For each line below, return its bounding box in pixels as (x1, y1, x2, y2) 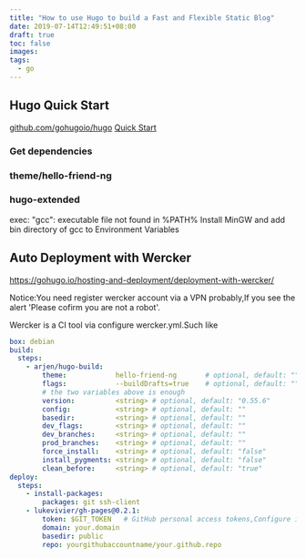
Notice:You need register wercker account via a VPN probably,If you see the (9, 292, 296, 303)
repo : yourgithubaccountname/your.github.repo (42, 540, 222, 549)
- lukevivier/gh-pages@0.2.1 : (25, 506, 141, 515)
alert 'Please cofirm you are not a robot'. (9, 301, 161, 312)
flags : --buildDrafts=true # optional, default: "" (42, 380, 300, 389)
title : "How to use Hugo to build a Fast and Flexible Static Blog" (9, 13, 275, 23)
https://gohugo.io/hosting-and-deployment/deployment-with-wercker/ (9, 274, 275, 285)
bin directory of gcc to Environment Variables (9, 224, 179, 235)
